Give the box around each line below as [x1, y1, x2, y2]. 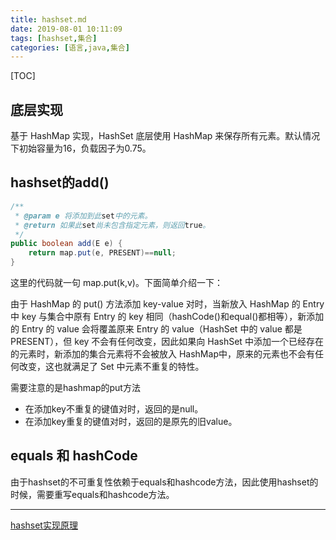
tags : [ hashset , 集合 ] [10, 33, 98, 43]
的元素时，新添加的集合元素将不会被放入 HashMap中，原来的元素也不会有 [10, 348, 315, 360]
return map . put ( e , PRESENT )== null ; [28, 248, 177, 258]
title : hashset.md [10, 14, 87, 25]
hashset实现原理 [10, 519, 78, 531]
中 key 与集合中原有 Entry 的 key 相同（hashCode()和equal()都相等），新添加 [10, 311, 325, 322]
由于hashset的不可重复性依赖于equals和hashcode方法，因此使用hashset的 [10, 476, 319, 488]
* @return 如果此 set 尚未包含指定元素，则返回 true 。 [14, 220, 211, 230]
